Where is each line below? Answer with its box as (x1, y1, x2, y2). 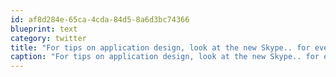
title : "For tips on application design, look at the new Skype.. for (10, 42, 311, 53)
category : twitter (10, 33, 87, 43)
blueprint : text (10, 24, 78, 34)
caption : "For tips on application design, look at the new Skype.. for (10, 52, 320, 62)
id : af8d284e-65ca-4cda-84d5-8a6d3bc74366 (10, 14, 190, 25)
